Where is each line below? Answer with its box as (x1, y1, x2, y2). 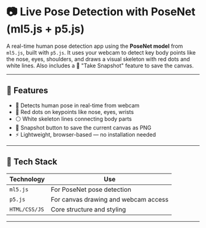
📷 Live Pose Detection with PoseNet (6, 5, 196, 19)
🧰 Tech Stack (6, 157, 58, 167)
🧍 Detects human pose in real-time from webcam (15, 102, 140, 109)
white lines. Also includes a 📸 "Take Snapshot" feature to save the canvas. (6, 62, 194, 69)
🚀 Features (6, 85, 48, 96)
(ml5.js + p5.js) (6, 22, 85, 36)
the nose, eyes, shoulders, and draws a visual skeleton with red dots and (6, 55, 190, 63)
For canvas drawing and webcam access (51, 195, 169, 203)
